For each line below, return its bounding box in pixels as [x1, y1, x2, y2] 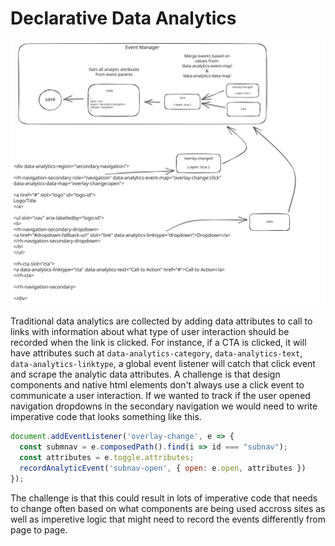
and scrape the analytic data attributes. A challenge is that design [10, 368, 281, 381]
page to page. [10, 523, 68, 536]
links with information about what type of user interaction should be [10, 326, 290, 338]
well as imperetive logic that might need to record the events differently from [10, 513, 326, 525]
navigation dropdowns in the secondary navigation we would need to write [10, 400, 318, 412]
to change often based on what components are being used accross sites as [10, 502, 326, 514]
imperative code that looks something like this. [10, 411, 202, 423]
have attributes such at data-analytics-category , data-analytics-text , [10, 347, 303, 359]
